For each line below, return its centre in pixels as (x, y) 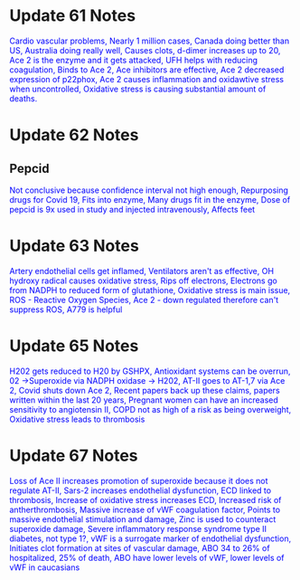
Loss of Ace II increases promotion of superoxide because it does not (139, 480)
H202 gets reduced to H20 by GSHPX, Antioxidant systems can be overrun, (150, 371)
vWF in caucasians (45, 567)
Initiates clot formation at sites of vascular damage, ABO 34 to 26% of (140, 547)
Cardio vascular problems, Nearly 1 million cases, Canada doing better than (150, 41)
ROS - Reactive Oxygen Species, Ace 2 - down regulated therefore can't (144, 300)
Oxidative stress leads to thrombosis (77, 419)
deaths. (23, 98)
